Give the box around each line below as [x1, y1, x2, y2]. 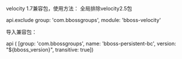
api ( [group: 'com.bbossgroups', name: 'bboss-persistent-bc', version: [6, 40, 177, 47]
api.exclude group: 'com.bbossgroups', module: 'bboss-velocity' [6, 17, 162, 23]
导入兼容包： [6, 28, 37, 35]
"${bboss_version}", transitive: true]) [6, 46, 94, 53]
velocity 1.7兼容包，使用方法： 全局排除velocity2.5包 [6, 5, 132, 12]
